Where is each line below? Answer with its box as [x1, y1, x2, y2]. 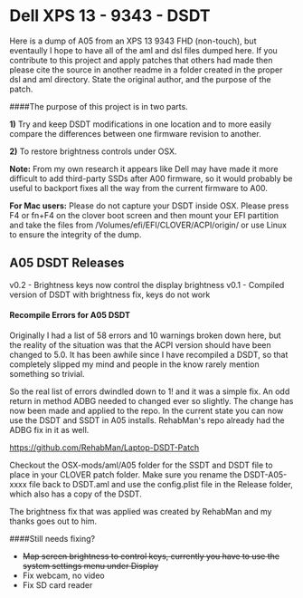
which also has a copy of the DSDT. [9, 488, 142, 499]
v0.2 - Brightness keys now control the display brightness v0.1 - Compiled [9, 279, 285, 290]
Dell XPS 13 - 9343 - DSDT [9, 5, 211, 26]
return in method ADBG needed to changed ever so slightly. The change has [9, 395, 294, 406]
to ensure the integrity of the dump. [9, 228, 142, 240]
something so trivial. [9, 368, 85, 379]
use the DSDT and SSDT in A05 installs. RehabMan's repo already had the [9, 414, 285, 426]
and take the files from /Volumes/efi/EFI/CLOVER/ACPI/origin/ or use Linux [9, 219, 288, 230]
